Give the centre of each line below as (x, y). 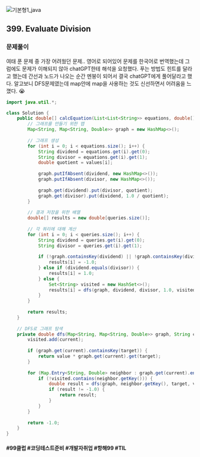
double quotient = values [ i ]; (75, 163)
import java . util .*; (32, 102)
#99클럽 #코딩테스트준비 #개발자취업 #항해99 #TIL (66, 448)
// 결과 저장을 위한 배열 (54, 212)
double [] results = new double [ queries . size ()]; (89, 218)
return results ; (48, 312)
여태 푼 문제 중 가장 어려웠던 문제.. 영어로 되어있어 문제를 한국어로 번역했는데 (95, 61)
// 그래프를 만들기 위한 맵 (56, 124)
